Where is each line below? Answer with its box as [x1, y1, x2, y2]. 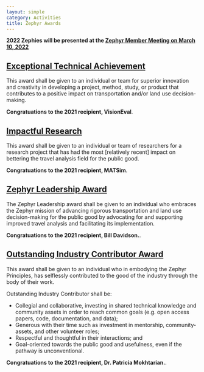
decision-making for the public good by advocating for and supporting [6, 213, 183, 221]
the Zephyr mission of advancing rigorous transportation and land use [6, 207, 182, 214]
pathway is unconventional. [15, 347, 84, 354]
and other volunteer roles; [34, 328, 100, 335]
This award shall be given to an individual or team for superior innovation [6, 77, 189, 84]
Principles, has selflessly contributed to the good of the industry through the [6, 272, 198, 279]
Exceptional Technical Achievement [6, 61, 146, 71]
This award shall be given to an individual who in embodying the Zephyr [6, 265, 187, 272]
